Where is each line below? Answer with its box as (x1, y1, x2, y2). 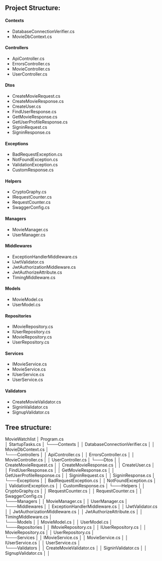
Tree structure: (5, 423, 52, 432)
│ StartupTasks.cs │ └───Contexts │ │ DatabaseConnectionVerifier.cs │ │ (5, 441, 155, 447)
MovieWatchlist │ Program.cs (5, 436, 64, 442)
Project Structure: (5, 4, 61, 12)
